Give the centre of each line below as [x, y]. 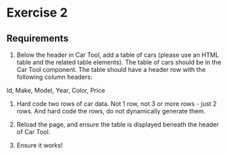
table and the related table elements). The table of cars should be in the [119, 62]
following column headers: [54, 77]
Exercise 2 [37, 13]
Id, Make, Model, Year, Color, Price [56, 90]
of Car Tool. [33, 132]
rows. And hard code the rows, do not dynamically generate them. [111, 111]
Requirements [37, 38]
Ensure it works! [40, 145]
